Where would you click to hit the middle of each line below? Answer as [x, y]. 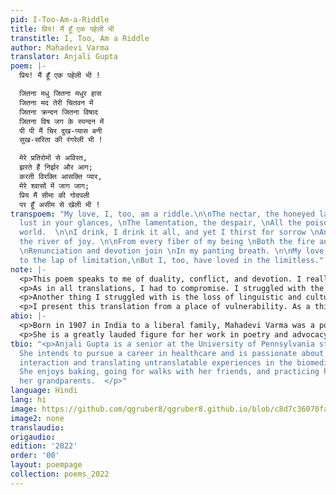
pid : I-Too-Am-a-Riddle [60, 19]
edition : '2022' [44, 446]
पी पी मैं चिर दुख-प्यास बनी [61, 131]
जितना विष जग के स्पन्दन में [62, 121]
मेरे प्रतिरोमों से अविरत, [53, 158]
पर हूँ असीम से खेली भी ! [60, 204]
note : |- [28, 269]
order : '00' [35, 456]
